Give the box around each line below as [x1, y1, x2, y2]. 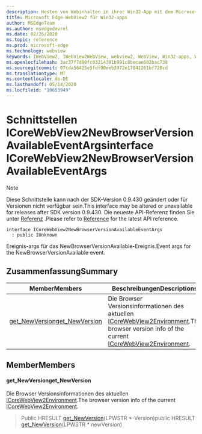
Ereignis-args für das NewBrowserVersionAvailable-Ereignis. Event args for [6, 242, 191, 250]
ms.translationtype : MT [6, 70, 66, 76]
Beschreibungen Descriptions [112, 284, 198, 293]
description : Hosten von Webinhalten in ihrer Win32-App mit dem [6, 8, 173, 15]
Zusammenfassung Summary [6, 266, 118, 277]
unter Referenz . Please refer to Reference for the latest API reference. [6, 215, 179, 222]
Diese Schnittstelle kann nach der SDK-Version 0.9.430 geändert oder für [6, 196, 188, 203]
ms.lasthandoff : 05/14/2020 [6, 82, 77, 88]
